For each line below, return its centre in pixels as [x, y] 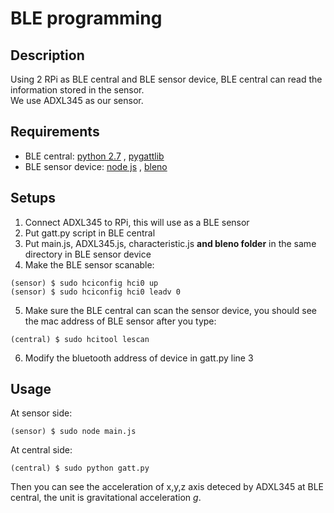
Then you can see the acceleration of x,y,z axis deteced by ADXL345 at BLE [167, 487]
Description [47, 55]
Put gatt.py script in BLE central [90, 233]
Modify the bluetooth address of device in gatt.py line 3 [139, 358]
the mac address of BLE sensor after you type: [120, 321]
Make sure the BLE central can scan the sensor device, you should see [171, 310]
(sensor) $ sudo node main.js [73, 432]
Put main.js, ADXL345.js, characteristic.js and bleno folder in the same [170, 243]
